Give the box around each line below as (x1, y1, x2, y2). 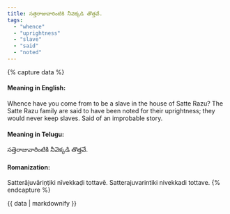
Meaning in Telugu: (7, 130, 65, 138)
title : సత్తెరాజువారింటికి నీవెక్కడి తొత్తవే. (7, 10, 103, 17)
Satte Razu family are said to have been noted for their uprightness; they (7, 107, 215, 115)
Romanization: (7, 163, 51, 171)
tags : (7, 17, 23, 24)
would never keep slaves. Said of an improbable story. (7, 114, 163, 122)
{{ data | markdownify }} (7, 199, 77, 208)
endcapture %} (7, 186, 51, 195)
